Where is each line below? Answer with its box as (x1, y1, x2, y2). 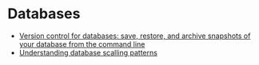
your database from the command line (18, 39, 145, 48)
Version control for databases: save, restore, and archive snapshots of (18, 31, 251, 40)
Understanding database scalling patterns (18, 48, 157, 57)
